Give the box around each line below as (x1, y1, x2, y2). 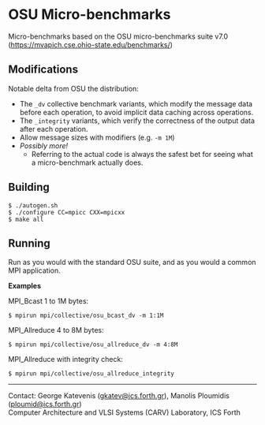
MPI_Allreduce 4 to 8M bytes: (8, 326, 104, 335)
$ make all (8, 215, 44, 223)
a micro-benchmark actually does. (31, 158, 144, 167)
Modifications (8, 63, 79, 76)
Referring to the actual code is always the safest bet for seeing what (31, 149, 254, 158)
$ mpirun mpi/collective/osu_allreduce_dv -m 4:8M (8, 341, 178, 349)
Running (8, 237, 51, 250)
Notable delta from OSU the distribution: (8, 84, 140, 93)
